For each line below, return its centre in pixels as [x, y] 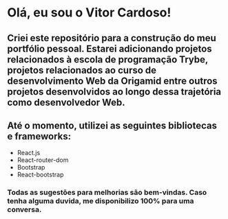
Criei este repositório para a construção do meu [112, 38]
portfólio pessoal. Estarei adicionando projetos [110, 48]
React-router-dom [43, 160]
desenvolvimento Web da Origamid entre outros [113, 81]
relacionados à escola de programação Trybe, [108, 59]
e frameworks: [39, 136]
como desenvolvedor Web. [66, 102]
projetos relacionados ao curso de [82, 70]
